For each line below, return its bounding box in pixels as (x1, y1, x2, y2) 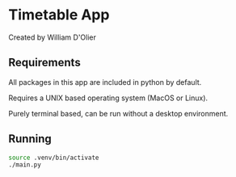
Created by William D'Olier (8, 32, 97, 42)
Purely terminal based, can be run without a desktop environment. (8, 108, 229, 118)
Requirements (8, 56, 81, 70)
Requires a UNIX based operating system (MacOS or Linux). (8, 93, 209, 103)
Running (8, 132, 53, 146)
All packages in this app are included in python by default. (8, 77, 202, 86)
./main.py (8, 161, 42, 169)
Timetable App (8, 6, 110, 24)
